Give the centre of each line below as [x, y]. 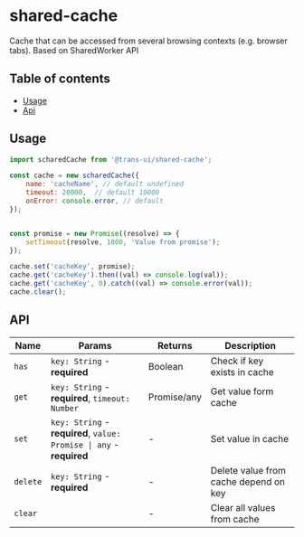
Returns [175, 345]
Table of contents [60, 79]
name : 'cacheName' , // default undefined [104, 184]
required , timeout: [90, 398]
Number [65, 408]
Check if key [237, 361]
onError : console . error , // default [95, 201]
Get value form [242, 391]
